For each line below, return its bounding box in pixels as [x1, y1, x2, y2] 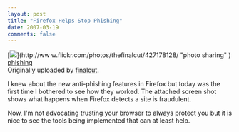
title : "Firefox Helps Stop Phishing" [7, 17, 123, 24]
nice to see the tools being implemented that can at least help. [7, 116, 190, 125]
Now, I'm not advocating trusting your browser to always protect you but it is [7, 108, 233, 118]
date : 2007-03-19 [7, 24, 59, 31]
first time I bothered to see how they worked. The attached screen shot [7, 87, 217, 96]
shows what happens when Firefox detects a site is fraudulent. [7, 95, 191, 103]
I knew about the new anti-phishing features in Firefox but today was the [7, 80, 220, 88]
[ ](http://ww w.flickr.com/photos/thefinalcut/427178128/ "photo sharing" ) [7, 51, 231, 59]
